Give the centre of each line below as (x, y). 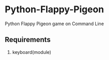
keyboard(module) (32, 52)
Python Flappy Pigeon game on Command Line (54, 24)
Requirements (28, 40)
